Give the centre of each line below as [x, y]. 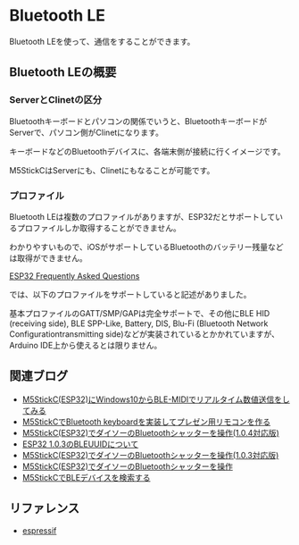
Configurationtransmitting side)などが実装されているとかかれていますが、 [144, 334]
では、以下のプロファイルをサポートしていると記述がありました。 [130, 294]
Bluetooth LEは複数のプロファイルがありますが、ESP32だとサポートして [142, 216]
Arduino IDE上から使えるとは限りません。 [86, 345]
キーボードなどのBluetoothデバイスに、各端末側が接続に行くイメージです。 [147, 151]
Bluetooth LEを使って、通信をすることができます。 [102, 41]
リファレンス [45, 509]
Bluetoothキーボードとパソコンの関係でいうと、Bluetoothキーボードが [138, 121]
